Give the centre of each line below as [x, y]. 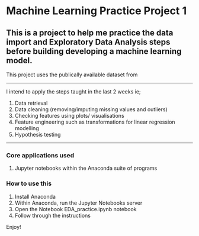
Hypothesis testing [38, 135]
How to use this [29, 183]
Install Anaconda [35, 196]
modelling [27, 128]
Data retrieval [31, 103]
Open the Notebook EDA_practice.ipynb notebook [76, 209]
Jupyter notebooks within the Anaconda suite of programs [86, 168]
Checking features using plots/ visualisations [69, 116]
